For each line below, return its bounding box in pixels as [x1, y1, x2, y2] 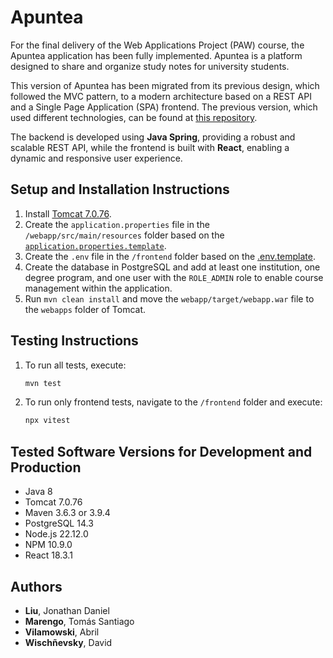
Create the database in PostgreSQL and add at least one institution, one [24, 261, 321, 273]
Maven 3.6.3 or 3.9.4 [24, 507, 111, 519]
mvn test [24, 378, 62, 388]
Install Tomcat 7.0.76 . [24, 207, 112, 220]
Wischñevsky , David [24, 636, 113, 648]
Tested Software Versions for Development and [10, 443, 313, 460]
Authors [10, 578, 63, 595]
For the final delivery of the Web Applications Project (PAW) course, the [10, 39, 305, 51]
